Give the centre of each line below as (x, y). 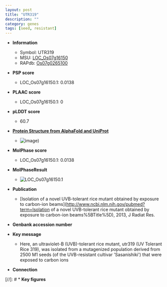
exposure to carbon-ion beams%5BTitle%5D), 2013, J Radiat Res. (87, 215)
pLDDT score (26, 112)
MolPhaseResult (30, 170)
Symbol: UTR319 (37, 53)
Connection (25, 270)
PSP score (23, 73)
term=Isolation (35, 210)
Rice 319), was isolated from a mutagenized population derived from (90, 249)
